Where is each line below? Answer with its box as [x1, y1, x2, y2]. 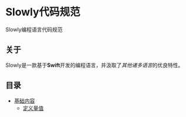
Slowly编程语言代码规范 [5, 26, 63, 33]
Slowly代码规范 [5, 5, 80, 19]
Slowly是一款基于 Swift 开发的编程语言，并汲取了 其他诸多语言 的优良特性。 [5, 61, 184, 68]
